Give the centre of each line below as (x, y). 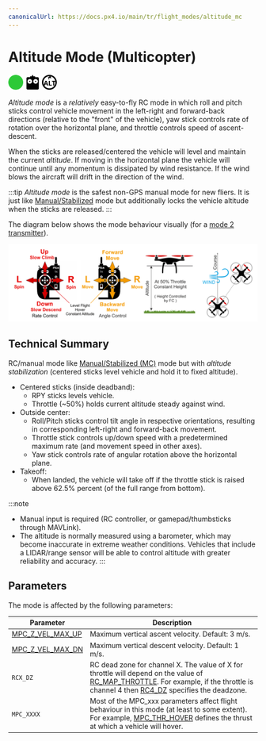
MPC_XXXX (26, 714)
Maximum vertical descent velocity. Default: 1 (164, 645)
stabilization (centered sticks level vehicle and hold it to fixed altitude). (123, 371)
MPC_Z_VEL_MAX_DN (47, 650)
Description (172, 623)
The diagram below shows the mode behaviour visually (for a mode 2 (122, 224)
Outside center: (45, 412)
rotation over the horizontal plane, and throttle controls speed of (113, 128)
